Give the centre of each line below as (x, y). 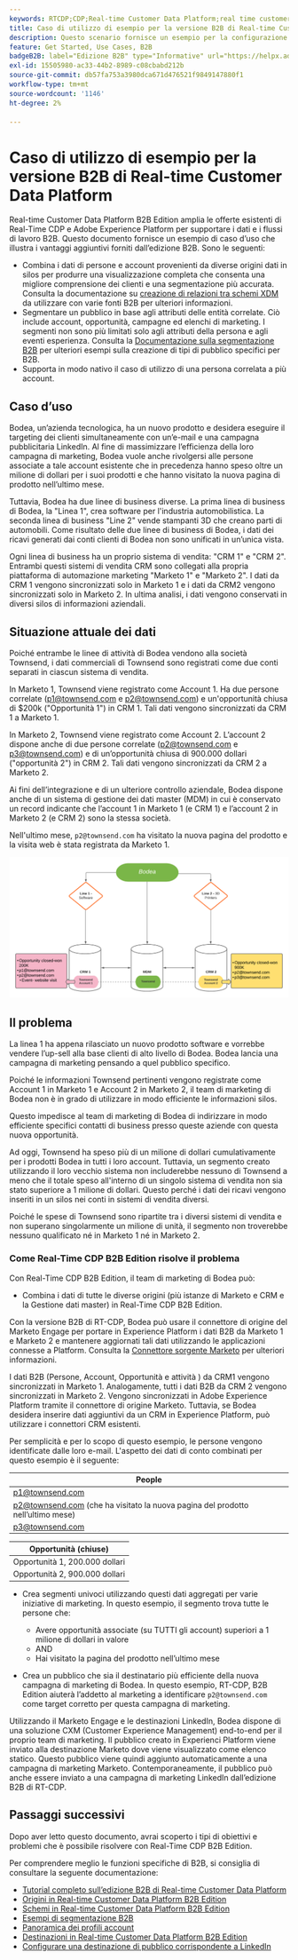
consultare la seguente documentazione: (84, 1872)
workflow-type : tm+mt (49, 84)
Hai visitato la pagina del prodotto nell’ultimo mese (127, 1658)
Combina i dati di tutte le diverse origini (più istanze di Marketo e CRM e (153, 1295)
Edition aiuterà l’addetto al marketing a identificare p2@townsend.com (145, 1694)
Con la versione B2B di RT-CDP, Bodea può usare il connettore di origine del (149, 1321)
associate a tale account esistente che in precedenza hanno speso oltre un (146, 465)
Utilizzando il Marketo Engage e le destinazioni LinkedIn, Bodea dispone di (145, 1721)
